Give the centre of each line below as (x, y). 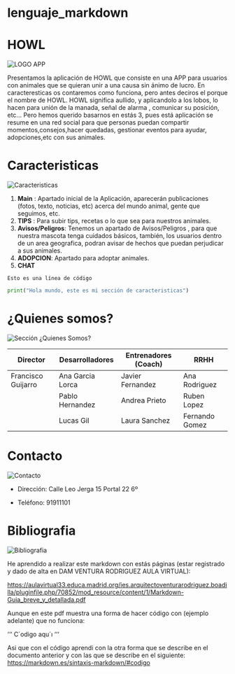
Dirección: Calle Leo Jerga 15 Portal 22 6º (78, 489)
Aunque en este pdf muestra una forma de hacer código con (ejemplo (108, 613)
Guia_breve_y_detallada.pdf (47, 599)
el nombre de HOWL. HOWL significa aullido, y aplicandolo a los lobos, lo (113, 100)
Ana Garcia (77, 376)
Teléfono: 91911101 (44, 503)
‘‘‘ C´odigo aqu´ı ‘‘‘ (33, 634)
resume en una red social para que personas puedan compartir (98, 122)
